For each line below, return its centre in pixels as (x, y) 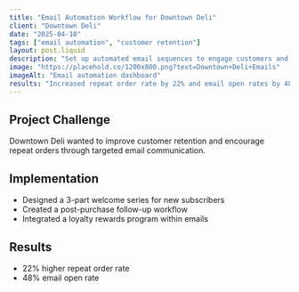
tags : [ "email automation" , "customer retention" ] (105, 42)
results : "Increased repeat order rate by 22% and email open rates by (145, 84)
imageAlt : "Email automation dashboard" (85, 76)
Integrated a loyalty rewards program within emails (115, 219)
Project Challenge (60, 120)
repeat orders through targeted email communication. (108, 150)
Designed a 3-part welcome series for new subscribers (123, 200)
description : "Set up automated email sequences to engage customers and (149, 59)
